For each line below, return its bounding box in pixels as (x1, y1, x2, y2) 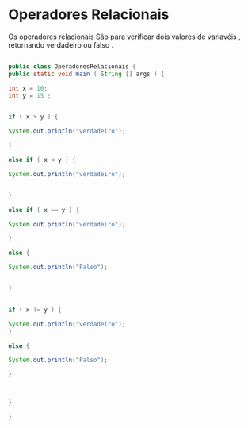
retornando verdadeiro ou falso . (8, 40, 114, 49)
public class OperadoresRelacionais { (8, 62, 136, 71)
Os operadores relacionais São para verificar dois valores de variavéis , (8, 32, 241, 41)
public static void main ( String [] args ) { (8, 70, 165, 78)
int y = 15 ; (8, 91, 52, 100)
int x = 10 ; (8, 84, 48, 92)
